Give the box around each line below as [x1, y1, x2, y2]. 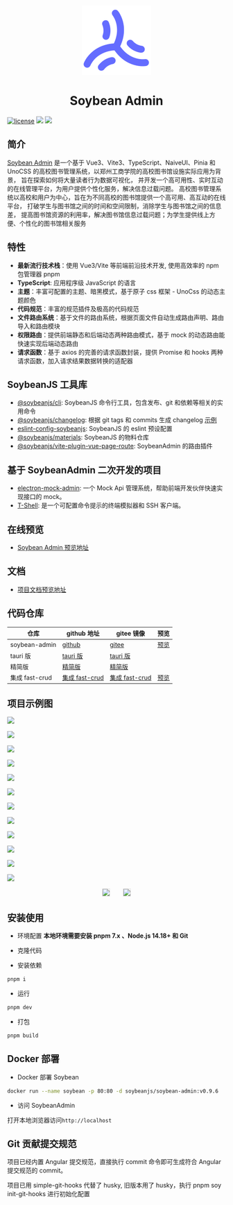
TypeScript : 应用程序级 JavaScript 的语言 [17, 278, 137, 287]
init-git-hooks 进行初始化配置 [7, 1190, 90, 1198]
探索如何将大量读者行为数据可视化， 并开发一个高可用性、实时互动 [33, 176, 223, 184]
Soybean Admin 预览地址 [17, 543, 89, 551]
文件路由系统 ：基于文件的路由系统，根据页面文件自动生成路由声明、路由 [17, 313, 224, 321]
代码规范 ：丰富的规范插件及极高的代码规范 [17, 304, 139, 313]
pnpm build [7, 1032, 39, 1039]
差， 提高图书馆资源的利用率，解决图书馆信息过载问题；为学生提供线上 [7, 210, 209, 219]
